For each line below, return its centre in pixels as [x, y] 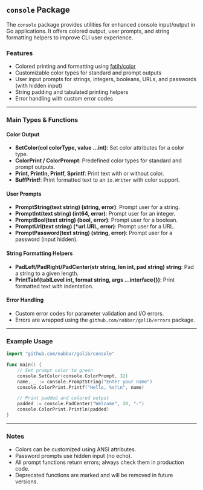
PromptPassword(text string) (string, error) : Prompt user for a [94, 233]
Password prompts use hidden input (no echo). [73, 456]
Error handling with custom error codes [64, 99]
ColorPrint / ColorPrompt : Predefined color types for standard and [98, 161]
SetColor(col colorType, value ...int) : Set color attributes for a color [100, 148]
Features [20, 53]
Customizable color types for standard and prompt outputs [88, 73]
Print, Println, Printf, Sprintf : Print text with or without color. [89, 174]
